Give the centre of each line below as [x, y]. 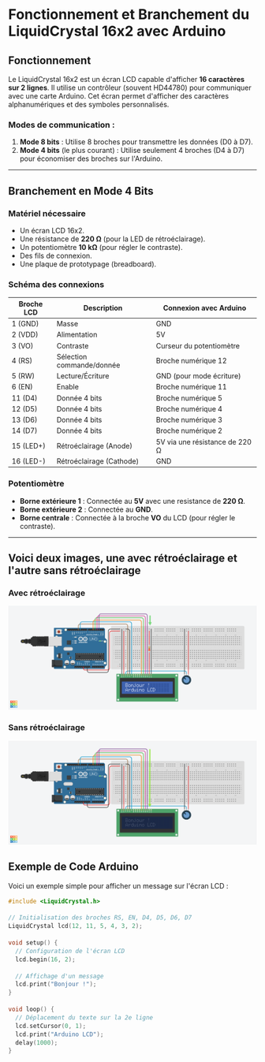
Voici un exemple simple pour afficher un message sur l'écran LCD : [118, 885]
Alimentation [77, 335]
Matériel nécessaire [47, 213]
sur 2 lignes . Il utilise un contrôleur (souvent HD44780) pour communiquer [130, 88]
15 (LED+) [28, 446]
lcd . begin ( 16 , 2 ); [46, 960]
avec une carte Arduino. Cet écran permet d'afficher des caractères [119, 96]
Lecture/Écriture [83, 376]
